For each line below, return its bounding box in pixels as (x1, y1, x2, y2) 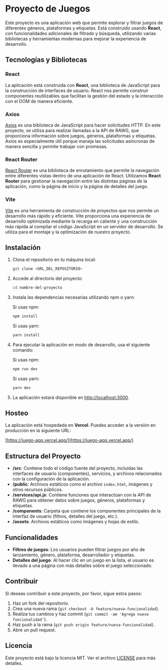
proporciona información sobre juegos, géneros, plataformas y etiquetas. (5, 133, 156, 139)
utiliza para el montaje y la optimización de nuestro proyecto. (5, 229, 131, 235)
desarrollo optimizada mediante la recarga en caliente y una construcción (5, 218, 157, 224)
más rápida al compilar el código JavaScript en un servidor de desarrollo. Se (5, 223, 163, 229)
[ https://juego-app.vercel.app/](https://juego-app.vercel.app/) (5, 437, 134, 443)
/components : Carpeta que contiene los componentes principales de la (12, 508, 161, 514)
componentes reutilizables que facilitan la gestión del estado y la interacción (5, 92, 163, 99)
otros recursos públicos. (12, 487, 63, 493)
